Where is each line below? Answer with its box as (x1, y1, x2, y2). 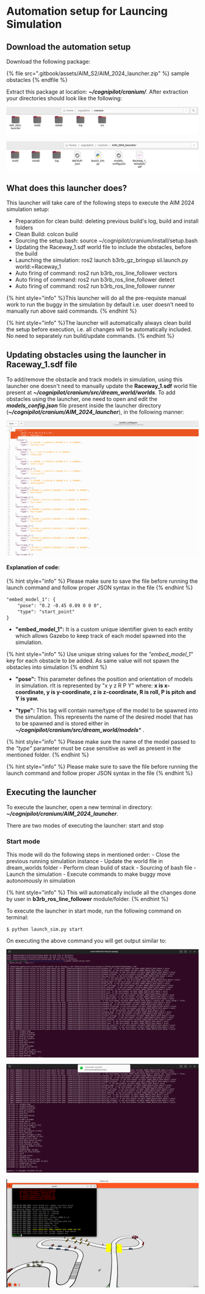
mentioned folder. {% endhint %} (6, 751, 90, 758)
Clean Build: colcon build (15, 230, 78, 237)
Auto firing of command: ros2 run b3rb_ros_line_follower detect (15, 275, 175, 283)
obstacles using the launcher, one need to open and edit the (6, 395, 157, 402)
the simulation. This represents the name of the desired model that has (15, 713, 193, 720)
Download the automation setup (6, 42, 131, 52)
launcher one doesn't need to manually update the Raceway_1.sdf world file (6, 382, 197, 389)
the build (15, 250, 38, 257)
